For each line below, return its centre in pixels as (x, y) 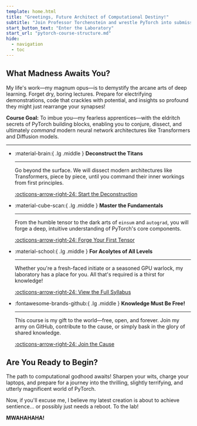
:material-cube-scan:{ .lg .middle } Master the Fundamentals (89, 205)
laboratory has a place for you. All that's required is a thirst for (89, 274)
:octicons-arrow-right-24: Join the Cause (64, 344)
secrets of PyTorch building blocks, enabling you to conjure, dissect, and (94, 124)
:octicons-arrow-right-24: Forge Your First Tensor (74, 240)
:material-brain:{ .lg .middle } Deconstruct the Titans (79, 153)
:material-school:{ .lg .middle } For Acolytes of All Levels (84, 251)
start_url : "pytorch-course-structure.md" (59, 33)
